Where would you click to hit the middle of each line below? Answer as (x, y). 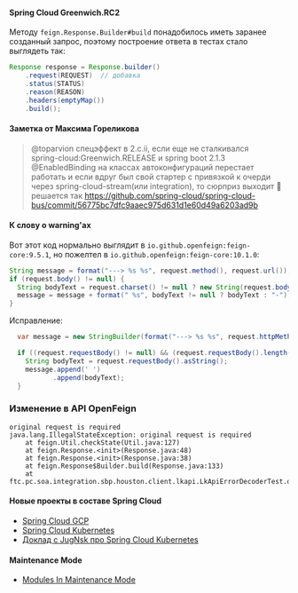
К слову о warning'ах (50, 225)
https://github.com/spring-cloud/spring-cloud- (169, 195)
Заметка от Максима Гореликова (74, 129)
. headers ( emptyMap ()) (65, 100)
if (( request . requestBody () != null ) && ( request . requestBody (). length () (156, 353)
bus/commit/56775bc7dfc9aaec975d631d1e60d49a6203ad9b (145, 205)
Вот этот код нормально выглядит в (77, 245)
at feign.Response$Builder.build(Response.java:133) (125, 466)
